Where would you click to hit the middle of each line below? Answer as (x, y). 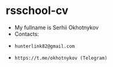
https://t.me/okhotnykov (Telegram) (61, 58)
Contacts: (27, 33)
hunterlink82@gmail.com (45, 46)
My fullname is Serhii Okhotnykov (56, 27)
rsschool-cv (37, 11)
